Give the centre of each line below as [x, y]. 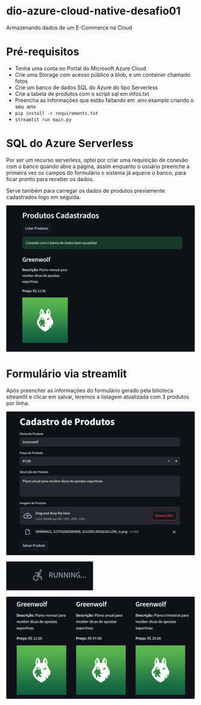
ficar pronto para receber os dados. [50, 179]
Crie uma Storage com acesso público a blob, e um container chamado [102, 75]
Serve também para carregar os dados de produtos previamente [86, 190]
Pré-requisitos [43, 52]
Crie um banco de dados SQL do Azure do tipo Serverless [86, 87]
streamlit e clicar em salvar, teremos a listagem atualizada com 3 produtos [98, 397]
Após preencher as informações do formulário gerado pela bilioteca [90, 390]
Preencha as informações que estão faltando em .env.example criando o [104, 100]
